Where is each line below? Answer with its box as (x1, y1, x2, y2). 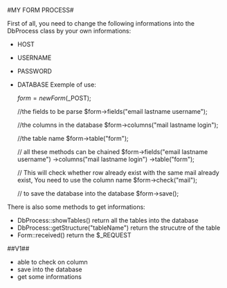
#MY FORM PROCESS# (7, 6, 74, 14)
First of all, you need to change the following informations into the (7, 19, 195, 27)
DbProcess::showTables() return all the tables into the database (17, 217, 199, 224)
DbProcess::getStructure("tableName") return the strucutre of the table (17, 223, 221, 232)
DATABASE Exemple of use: (17, 81, 97, 89)
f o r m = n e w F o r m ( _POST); (17, 94, 91, 102)
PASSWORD (17, 67, 52, 75)
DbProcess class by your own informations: (7, 27, 131, 35)
